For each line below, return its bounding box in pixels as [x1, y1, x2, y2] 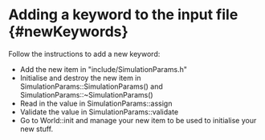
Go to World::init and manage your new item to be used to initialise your [19, 115, 257, 125]
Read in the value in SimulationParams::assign [19, 98, 173, 108]
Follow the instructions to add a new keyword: [8, 49, 161, 58]
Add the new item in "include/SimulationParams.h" [19, 64, 187, 74]
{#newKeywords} [8, 22, 128, 41]
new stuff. [19, 124, 54, 134]
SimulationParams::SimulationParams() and [19, 82, 163, 91]
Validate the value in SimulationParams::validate [19, 106, 179, 117]
